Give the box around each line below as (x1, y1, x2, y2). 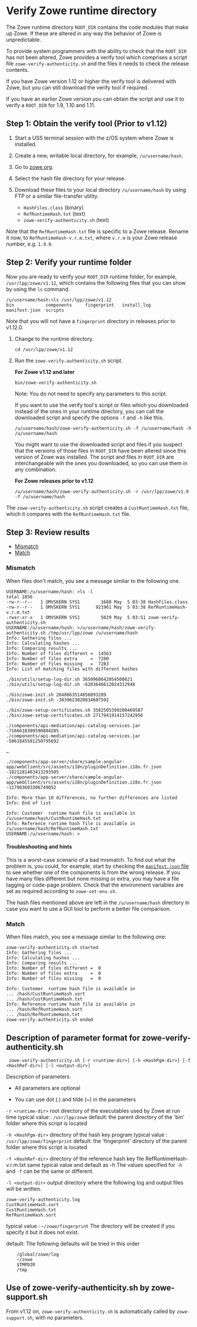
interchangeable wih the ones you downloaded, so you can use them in (14, 459, 188, 466)
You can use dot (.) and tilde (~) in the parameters (14, 1096, 136, 1103)
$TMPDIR (16, 1262, 35, 1268)
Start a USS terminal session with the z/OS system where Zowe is (14, 134, 174, 141)
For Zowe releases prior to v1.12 (14, 477, 94, 484)
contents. (6, 66, 29, 73)
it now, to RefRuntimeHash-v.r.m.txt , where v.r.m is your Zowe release (6, 234, 178, 241)
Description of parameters (6, 1073, 70, 1080)
